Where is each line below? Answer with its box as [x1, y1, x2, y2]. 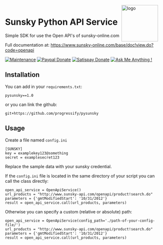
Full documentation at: [5, 42, 50, 48]
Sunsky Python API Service [5, 17, 118, 28]
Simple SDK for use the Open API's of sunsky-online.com [5, 33, 120, 38]
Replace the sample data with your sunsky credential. [5, 163, 112, 169]
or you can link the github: [5, 102, 57, 107]
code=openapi [5, 47, 34, 53]
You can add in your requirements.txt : [5, 84, 82, 89]
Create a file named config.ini [5, 137, 67, 143]
